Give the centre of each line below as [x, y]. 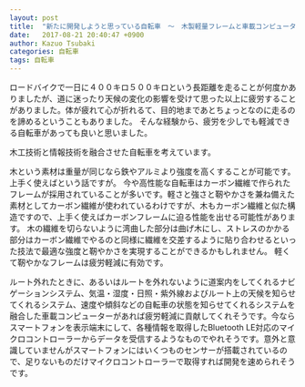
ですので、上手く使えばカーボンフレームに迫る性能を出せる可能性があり [152, 217]
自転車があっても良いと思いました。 [85, 132]
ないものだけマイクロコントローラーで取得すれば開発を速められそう [168, 362]
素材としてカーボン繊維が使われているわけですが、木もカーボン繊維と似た [149, 205]
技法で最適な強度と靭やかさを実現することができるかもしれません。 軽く [154, 251]
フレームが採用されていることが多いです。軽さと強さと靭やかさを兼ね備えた [152, 194]
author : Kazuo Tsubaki [52, 43]
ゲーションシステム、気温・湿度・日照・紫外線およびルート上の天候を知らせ [153, 293]
